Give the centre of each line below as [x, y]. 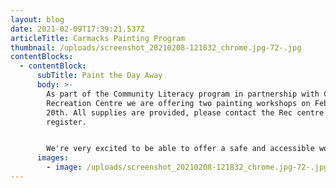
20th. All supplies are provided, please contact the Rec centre [185, 112]
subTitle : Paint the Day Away [99, 76]
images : [53, 158]
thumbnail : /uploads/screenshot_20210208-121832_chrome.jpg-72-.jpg [156, 47]
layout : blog [37, 19]
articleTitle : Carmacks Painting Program [98, 38]
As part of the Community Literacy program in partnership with [183, 94]
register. [66, 122]
